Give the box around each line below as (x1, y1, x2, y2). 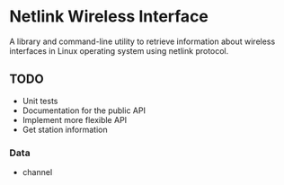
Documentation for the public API (22, 105, 146, 116)
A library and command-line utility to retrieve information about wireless (9, 36, 276, 47)
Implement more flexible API (22, 114, 128, 125)
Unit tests (22, 95, 58, 106)
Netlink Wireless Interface (9, 6, 209, 27)
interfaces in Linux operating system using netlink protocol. (9, 45, 229, 56)
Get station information (22, 124, 108, 135)
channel (22, 167, 53, 178)
